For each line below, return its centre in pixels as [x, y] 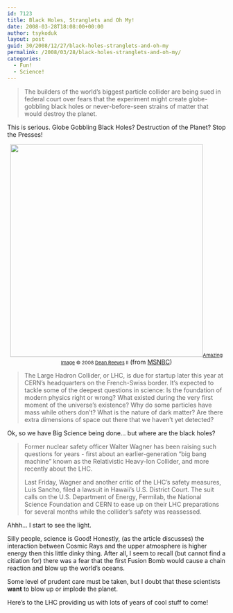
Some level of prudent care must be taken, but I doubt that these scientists [114, 581]
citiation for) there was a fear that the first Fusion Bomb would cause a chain [116, 560]
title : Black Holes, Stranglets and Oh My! [71, 20]
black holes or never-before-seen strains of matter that [130, 106]
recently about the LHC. [58, 469]
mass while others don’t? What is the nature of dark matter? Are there [123, 412]
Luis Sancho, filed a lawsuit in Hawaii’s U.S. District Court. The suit [119, 489]
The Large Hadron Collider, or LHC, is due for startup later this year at [124, 375]
